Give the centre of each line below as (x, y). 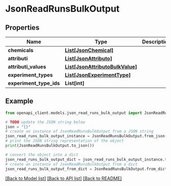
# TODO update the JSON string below (45, 122)
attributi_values (27, 67)
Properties (22, 28)
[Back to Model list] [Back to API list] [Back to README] (64, 178)
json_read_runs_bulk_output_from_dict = (49, 169)
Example (19, 101)
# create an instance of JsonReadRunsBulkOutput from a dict (72, 164)
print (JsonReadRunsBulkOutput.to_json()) (50, 146)
